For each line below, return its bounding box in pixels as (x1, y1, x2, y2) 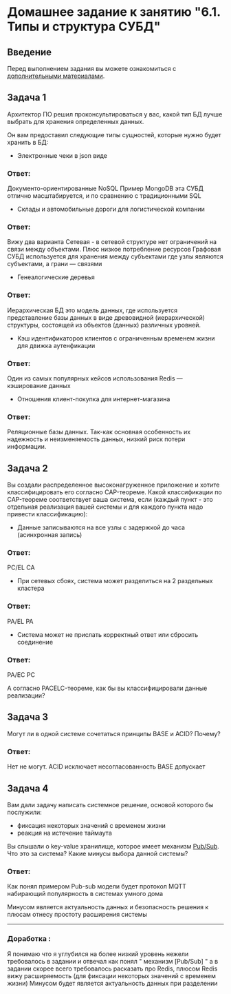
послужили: (7, 808, 43, 816)
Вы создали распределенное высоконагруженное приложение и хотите (7, 480, 220, 489)
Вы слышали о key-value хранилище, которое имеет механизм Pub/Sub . (7, 842, 220, 850)
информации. (7, 443, 47, 451)
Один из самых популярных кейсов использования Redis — (7, 374, 184, 383)
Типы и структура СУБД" (7, 19, 161, 34)
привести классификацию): (7, 510, 88, 518)
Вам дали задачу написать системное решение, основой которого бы (7, 800, 214, 809)
